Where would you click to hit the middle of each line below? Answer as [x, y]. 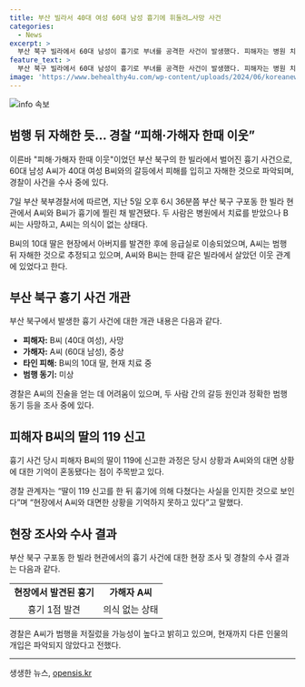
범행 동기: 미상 [48, 375]
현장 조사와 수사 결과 [63, 534]
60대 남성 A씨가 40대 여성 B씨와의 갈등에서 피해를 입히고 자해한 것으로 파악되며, [152, 170]
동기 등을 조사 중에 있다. [52, 405]
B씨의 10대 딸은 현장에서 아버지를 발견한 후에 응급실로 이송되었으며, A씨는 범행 [148, 243]
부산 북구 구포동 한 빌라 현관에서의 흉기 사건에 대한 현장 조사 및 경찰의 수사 [141, 557]
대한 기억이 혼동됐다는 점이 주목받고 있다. [92, 472]
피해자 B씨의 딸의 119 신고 [78, 436]
